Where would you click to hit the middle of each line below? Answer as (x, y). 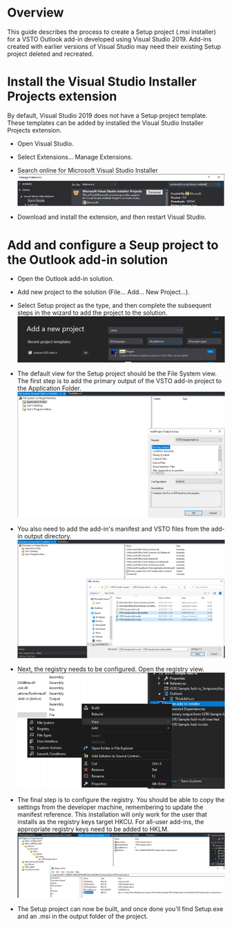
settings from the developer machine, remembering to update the (110, 807)
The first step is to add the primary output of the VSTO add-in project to (119, 381)
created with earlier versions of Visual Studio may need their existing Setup (114, 46)
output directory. (48, 536)
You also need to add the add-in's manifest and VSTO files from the (113, 529)
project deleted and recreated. (50, 54)
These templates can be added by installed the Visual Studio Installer (105, 123)
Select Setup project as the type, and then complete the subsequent (114, 306)
